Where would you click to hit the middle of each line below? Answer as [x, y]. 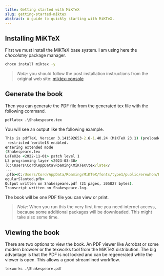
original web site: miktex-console [50, 79]
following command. [26, 111]
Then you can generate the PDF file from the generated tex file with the [77, 106]
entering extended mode [29, 147]
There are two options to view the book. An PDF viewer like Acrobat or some [82, 244]
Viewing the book [32, 232]
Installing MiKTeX [32, 38]
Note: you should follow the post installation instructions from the [82, 74]
